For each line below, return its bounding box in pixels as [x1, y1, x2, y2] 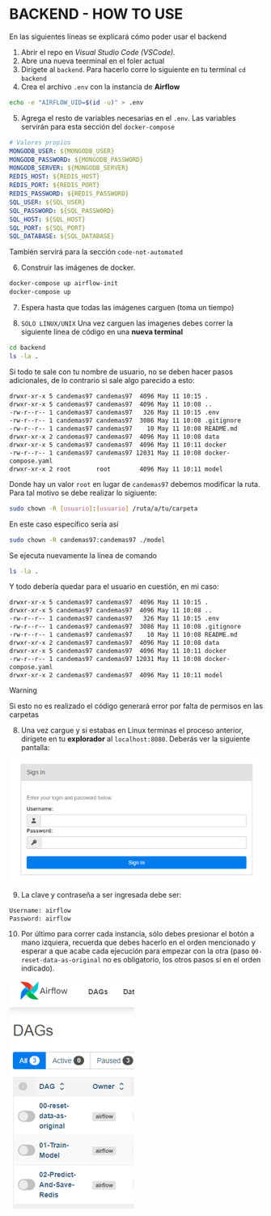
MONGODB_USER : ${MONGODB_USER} [9, 147, 115, 155]
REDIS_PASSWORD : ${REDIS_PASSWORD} [9, 190, 129, 198]
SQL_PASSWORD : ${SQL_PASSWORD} [9, 207, 115, 215]
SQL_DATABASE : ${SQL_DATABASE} [9, 233, 115, 241]
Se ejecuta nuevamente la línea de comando [9, 550, 157, 560]
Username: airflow [9, 907, 71, 915]
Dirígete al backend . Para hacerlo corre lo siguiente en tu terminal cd [20, 64, 246, 74]
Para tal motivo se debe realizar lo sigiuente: [9, 488, 157, 497]
